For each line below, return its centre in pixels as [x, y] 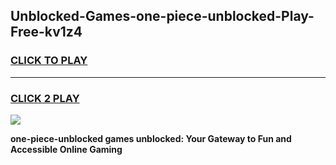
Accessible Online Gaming [66, 149]
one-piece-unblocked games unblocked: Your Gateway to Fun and [151, 138]
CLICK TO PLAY [49, 61]
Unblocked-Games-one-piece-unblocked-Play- [162, 16]
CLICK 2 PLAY [45, 98]
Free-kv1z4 [46, 32]
